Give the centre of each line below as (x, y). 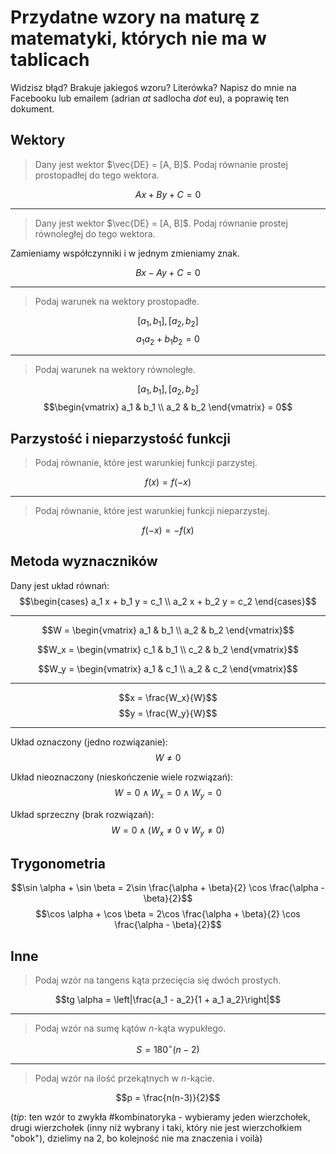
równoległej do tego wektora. (95, 233)
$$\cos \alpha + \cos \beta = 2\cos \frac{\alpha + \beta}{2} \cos (168, 914)
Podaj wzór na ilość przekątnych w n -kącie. (124, 1078)
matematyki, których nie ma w (138, 38)
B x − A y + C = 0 (168, 272)
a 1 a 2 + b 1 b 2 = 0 (168, 339)
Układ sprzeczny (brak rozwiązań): (82, 814)
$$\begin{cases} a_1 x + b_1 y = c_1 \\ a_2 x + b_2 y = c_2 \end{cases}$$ (168, 601)
